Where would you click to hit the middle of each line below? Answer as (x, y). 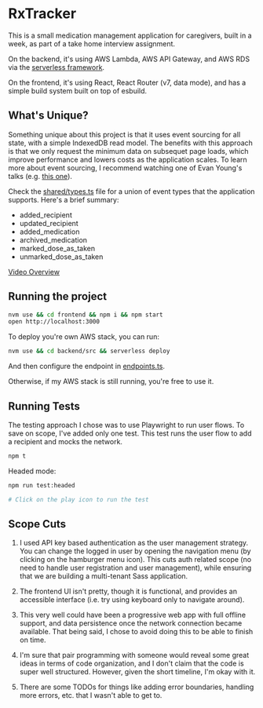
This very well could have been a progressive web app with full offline (132, 615)
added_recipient (46, 215)
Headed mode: (32, 471)
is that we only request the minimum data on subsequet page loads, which (128, 151)
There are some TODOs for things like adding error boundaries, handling (137, 687)
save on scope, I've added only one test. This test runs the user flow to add (130, 433)
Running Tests (44, 406)
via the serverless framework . (56, 67)
